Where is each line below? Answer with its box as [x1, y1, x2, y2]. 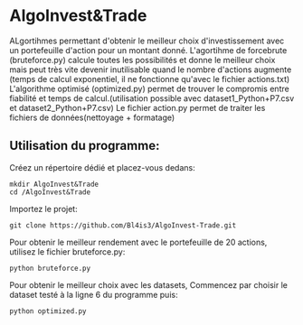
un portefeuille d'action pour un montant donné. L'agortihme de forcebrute [9, 44, 288, 55]
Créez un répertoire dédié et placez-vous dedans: [9, 162, 196, 172]
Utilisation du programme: [9, 138, 160, 153]
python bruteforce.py [9, 264, 91, 273]
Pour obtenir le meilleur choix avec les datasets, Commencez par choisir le [9, 279, 288, 290]
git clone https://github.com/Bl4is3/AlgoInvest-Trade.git [9, 220, 237, 230]
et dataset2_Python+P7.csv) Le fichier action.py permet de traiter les [9, 102, 266, 113]
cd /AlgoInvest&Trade [9, 187, 91, 197]
